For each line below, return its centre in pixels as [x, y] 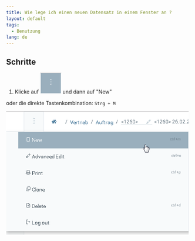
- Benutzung [26, 31]
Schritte [21, 62]
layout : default [26, 19]
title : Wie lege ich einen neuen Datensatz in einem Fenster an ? [89, 12]
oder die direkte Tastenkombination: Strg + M [61, 103]
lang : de [17, 37]
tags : [13, 25]
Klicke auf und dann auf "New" [63, 92]
